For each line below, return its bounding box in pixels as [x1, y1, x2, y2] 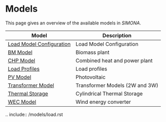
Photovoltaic [76, 73, 106, 80]
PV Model [8, 73, 32, 80]
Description [102, 32, 132, 39]
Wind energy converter [76, 98, 131, 105]
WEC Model [8, 98, 37, 105]
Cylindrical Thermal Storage [76, 90, 143, 97]
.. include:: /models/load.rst [5, 111, 63, 117]
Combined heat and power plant [76, 57, 153, 64]
